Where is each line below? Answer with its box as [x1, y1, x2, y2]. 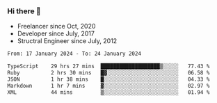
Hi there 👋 [7, 6, 42, 16]
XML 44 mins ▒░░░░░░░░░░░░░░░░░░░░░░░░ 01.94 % [7, 88, 210, 96]
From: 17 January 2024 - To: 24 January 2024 [7, 50, 141, 58]
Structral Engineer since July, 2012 [17, 37, 118, 45]
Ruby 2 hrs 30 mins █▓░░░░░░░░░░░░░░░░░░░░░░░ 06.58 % [7, 70, 210, 77]
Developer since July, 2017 [17, 29, 95, 38]
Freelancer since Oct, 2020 [17, 22, 96, 31]
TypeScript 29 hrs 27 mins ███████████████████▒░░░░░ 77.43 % [7, 63, 210, 70]
